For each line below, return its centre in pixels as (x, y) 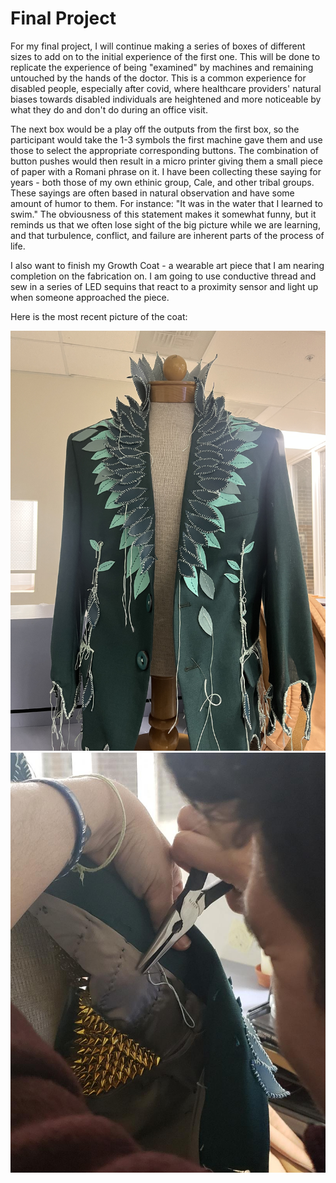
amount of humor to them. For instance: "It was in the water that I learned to (166, 203)
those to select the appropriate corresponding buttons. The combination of (164, 150)
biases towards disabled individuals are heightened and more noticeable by (166, 99)
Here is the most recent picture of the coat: (99, 316)
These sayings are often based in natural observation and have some (152, 193)
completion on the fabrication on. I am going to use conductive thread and (163, 276)
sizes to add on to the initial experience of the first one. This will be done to (165, 56)
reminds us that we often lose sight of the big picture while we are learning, (165, 224)
